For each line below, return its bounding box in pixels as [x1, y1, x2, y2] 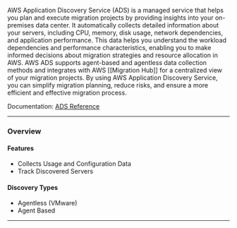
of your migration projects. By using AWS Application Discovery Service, [7, 73, 218, 82]
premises [7, 21, 35, 29]
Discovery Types [7, 183, 59, 191]
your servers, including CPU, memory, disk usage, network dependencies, [7, 28, 224, 37]
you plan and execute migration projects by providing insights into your [7, 13, 214, 22]
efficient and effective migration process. [7, 88, 127, 97]
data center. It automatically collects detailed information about [35, 21, 219, 29]
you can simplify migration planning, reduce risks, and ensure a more [7, 81, 209, 89]
